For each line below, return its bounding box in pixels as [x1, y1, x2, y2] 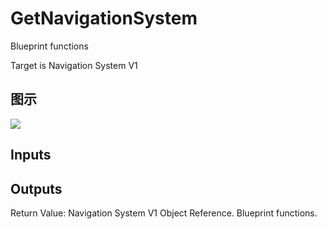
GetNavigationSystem [10, 7, 198, 30]
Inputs [10, 147, 52, 164]
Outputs [10, 180, 63, 197]
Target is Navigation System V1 [10, 59, 138, 71]
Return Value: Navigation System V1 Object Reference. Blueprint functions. [10, 207, 318, 219]
